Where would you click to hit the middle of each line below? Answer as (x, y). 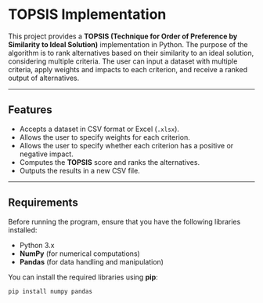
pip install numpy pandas (50, 291)
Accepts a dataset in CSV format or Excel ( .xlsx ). (99, 129)
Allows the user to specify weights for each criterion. (104, 137)
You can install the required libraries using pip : (83, 277)
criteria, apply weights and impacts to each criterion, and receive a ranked (128, 69)
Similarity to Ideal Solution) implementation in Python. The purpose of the (128, 44)
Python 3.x (37, 245)
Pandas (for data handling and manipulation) (92, 261)
